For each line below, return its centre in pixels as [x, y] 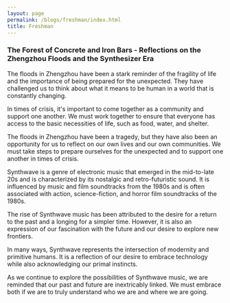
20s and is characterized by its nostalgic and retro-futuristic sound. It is [108, 179]
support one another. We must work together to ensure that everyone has [111, 116]
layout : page [26, 13]
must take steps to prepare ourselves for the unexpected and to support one [115, 151]
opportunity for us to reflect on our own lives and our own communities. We [114, 144]
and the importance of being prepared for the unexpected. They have [105, 81]
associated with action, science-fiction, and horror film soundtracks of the [112, 193]
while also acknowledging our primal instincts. [72, 264]
